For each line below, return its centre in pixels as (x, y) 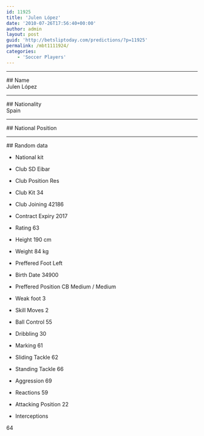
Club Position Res (37, 180)
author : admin (24, 29)
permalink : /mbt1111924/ (38, 46)
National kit (29, 157)
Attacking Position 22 (42, 404)
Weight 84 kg (32, 251)
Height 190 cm (33, 239)
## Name (18, 80)
